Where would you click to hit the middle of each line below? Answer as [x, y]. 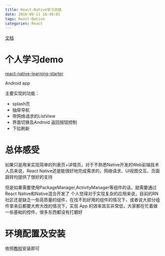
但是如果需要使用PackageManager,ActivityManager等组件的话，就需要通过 [81, 188]
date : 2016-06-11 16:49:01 [33, 14]
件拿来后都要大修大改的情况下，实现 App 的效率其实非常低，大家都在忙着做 [82, 206]
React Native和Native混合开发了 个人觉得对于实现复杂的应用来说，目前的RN [82, 194]
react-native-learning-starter [34, 74]
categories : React [24, 23]
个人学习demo [34, 60]
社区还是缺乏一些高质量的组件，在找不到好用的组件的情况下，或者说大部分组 [82, 200]
